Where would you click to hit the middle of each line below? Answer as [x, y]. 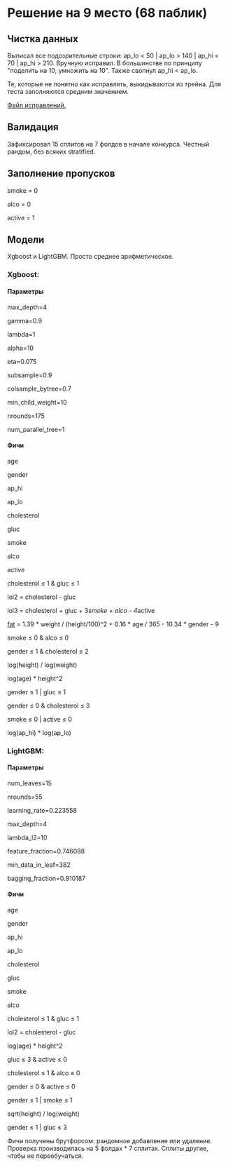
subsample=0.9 [30, 375]
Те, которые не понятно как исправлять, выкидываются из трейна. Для [114, 84]
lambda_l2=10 [27, 837]
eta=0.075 [22, 361]
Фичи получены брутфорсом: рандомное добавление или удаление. [109, 1141]
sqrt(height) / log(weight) [44, 1114]
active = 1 [21, 217]
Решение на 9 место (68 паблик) [107, 13]
